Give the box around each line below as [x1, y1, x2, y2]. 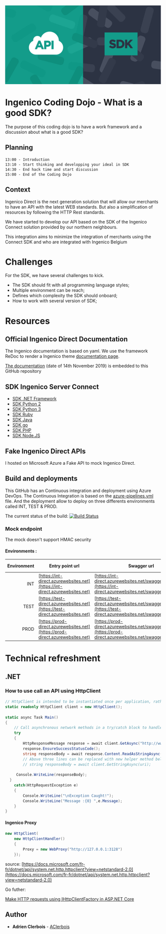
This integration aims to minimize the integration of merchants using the [5, 233, 152, 239]
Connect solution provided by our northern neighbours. [5, 224, 118, 230]
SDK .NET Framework [12, 396, 57, 402]
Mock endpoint [5, 525, 42, 532]
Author [5, 910, 27, 919]
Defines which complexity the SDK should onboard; [12, 293, 118, 299]
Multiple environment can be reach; [12, 287, 85, 293]
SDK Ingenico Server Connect [5, 383, 99, 391]
